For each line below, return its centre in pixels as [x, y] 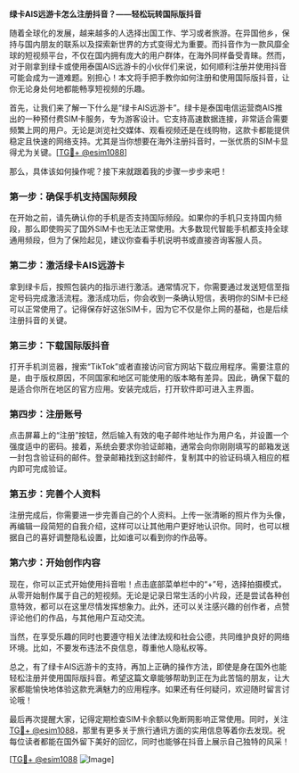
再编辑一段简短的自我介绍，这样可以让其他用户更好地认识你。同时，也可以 [145, 527]
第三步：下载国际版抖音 [59, 345]
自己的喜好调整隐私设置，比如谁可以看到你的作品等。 [114, 537]
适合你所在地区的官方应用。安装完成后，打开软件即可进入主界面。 [137, 388]
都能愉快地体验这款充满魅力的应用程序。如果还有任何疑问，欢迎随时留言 [149, 689]
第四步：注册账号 [46, 414]
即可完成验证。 [44, 469]
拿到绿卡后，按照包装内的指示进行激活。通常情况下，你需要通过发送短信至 [145, 287]
